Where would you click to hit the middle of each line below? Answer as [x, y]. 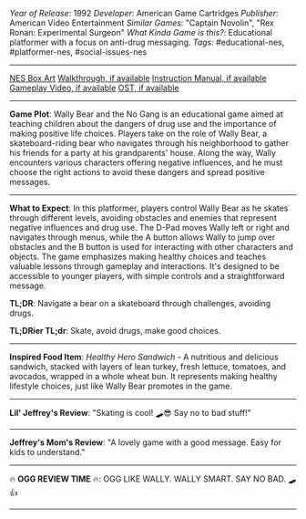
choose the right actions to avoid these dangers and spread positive [138, 172]
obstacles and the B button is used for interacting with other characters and [151, 247]
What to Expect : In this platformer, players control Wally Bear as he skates [149, 208]
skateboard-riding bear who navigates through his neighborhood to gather [149, 143]
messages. [30, 182]
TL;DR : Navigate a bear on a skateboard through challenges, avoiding [140, 303]
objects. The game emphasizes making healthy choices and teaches [138, 256]
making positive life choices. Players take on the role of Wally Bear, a [138, 133]
